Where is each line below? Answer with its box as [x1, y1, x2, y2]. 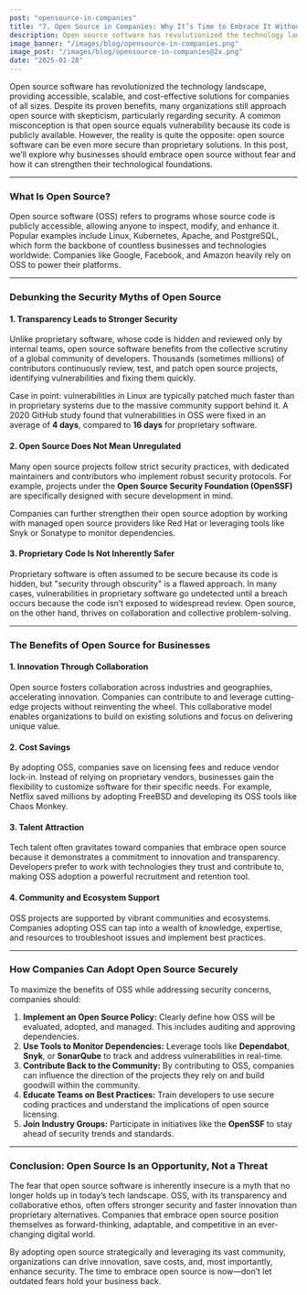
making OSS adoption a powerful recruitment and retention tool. [9, 871, 250, 883]
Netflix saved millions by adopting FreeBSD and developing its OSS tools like [9, 791, 297, 802]
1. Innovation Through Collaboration [9, 661, 149, 672]
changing [9, 1229, 46, 1240]
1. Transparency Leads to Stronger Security [9, 313, 178, 325]
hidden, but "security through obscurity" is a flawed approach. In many [9, 578, 277, 589]
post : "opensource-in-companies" [9, 13, 137, 23]
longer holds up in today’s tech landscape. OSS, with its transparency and [9, 1190, 288, 1201]
